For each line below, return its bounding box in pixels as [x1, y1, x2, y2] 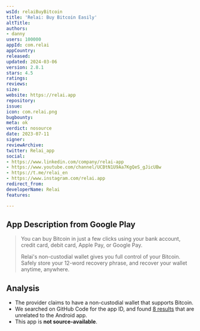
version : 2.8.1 [6, 64, 44, 71]
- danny [6, 31, 26, 37]
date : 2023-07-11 [6, 131, 50, 137]
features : [6, 192, 31, 198]
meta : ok [6, 120, 28, 126]
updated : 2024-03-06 [6, 59, 58, 65]
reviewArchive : [6, 142, 44, 148]
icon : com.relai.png [6, 109, 58, 115]
